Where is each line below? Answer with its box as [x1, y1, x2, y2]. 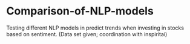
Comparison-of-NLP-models [6, 4, 154, 18]
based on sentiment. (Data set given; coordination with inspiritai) [6, 30, 168, 37]
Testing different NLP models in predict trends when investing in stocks [6, 24, 185, 31]
